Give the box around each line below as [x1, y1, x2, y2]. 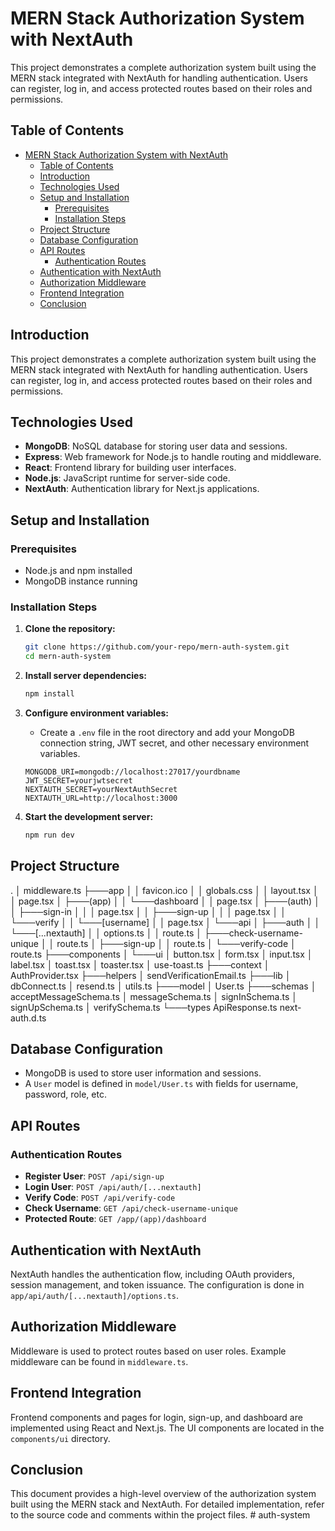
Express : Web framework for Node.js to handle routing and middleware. [24, 451, 322, 463]
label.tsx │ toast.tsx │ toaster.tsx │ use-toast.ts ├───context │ [10, 958, 270, 971]
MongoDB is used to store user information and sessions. [24, 1067, 262, 1079]
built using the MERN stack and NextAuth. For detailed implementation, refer [10, 1498, 325, 1511]
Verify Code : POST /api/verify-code [24, 1192, 176, 1204]
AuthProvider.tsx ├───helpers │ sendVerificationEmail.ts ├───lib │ [10, 969, 292, 981]
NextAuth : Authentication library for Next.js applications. [24, 483, 260, 495]
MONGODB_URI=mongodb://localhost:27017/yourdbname [24, 767, 241, 777]
